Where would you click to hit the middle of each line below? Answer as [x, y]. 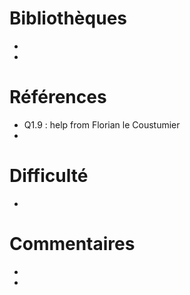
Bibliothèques [68, 18]
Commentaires [72, 244]
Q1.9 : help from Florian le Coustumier [102, 124]
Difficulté [49, 176]
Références [58, 97]
